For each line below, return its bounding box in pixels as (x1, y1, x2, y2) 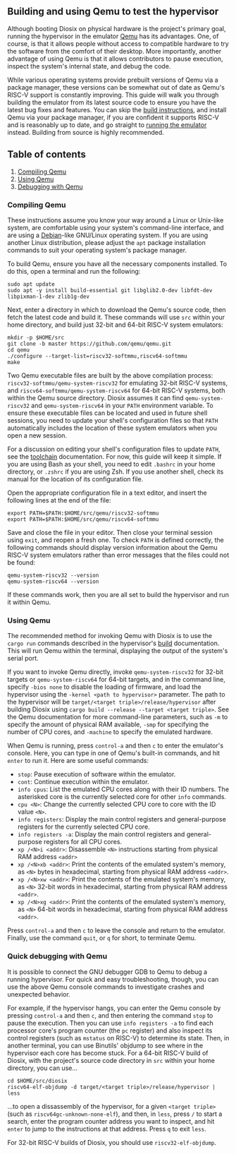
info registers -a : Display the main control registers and (17, 830, 185, 839)
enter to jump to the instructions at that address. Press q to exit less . (7, 1124, 206, 1133)
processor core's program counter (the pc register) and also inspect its (7, 1026, 213, 1035)
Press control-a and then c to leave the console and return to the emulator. (7, 926, 225, 934)
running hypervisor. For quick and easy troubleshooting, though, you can (7, 975, 219, 983)
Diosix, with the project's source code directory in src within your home (7, 1056, 216, 1064)
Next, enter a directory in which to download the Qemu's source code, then (7, 305, 227, 313)
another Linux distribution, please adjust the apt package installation (7, 238, 206, 246)
